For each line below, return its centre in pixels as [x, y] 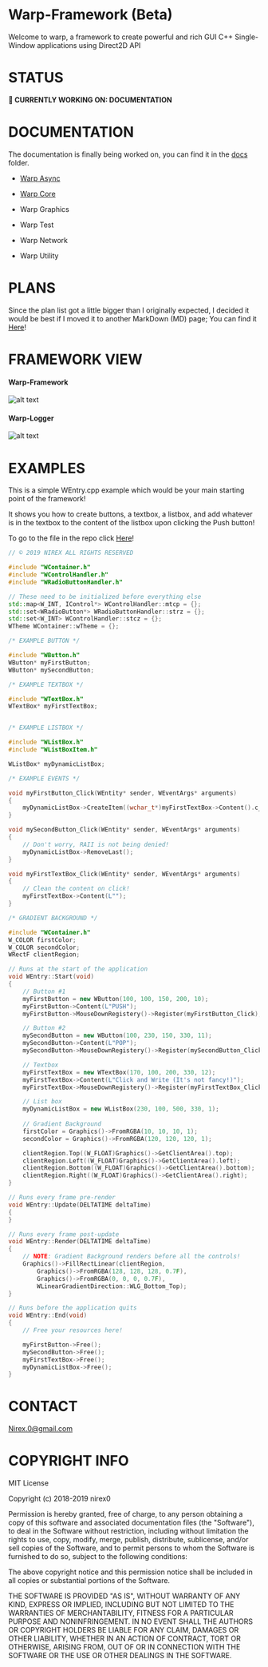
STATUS [36, 78]
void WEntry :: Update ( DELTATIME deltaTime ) [80, 1205]
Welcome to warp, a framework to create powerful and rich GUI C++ [121, 37]
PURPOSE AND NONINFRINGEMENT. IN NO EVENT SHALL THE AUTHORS [131, 1621]
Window [22, 45]
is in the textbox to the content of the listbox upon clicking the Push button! [132, 523]
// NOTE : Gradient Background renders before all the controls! [132, 1257]
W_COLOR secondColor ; [44, 947]
